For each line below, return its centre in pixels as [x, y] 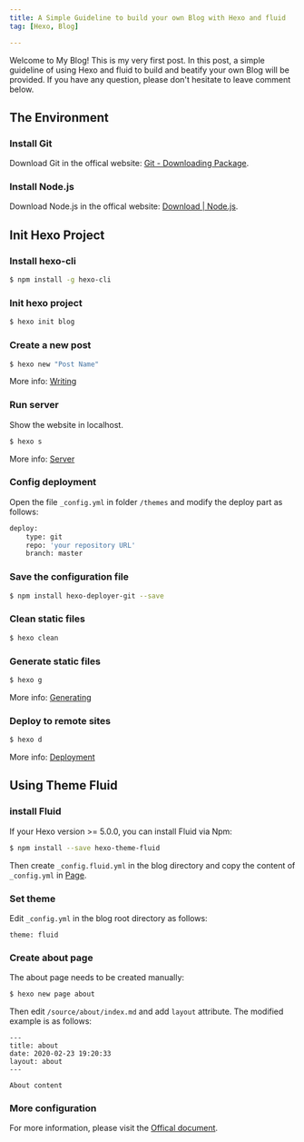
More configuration [53, 1108]
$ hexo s [26, 442]
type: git [44, 537]
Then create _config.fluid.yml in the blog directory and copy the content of [152, 865]
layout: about [36, 1062]
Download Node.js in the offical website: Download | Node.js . [124, 206]
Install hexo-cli [43, 261]
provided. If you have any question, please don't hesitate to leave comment [150, 79]
